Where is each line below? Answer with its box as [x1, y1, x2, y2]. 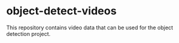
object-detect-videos [6, 4, 117, 18]
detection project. [6, 30, 51, 37]
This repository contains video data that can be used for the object [6, 24, 174, 31]
